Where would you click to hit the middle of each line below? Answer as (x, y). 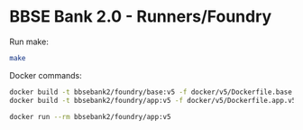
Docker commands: (46, 75)
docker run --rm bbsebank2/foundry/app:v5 (90, 116)
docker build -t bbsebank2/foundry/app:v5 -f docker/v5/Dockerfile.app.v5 (153, 100)
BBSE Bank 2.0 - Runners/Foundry (141, 17)
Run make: (29, 42)
